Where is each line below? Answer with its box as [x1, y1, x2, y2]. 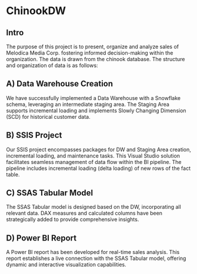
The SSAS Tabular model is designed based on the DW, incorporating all [6, 203, 181, 210]
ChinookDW [6, 4, 66, 18]
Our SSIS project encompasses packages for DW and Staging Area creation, [6, 146, 191, 153]
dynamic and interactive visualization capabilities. [6, 261, 126, 268]
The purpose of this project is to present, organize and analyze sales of [6, 43, 179, 50]
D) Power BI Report [6, 233, 77, 243]
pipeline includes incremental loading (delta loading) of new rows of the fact [6, 165, 191, 172]
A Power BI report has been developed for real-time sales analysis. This [6, 249, 180, 256]
